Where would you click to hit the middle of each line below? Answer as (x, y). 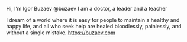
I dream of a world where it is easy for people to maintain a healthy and (93, 20)
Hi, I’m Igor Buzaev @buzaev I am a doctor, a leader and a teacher (87, 9)
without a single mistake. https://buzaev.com (61, 33)
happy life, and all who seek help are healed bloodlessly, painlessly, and (94, 26)
